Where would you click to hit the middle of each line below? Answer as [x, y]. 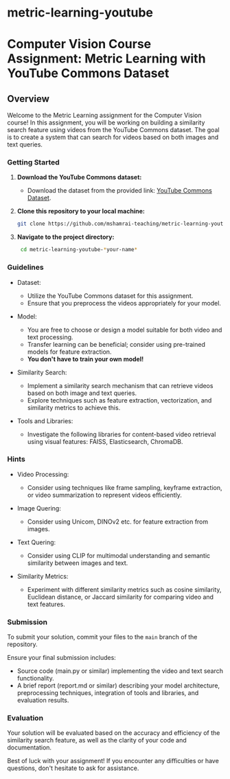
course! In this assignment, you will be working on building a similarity [106, 122]
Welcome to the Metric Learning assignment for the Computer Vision [104, 116]
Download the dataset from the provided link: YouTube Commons [120, 191]
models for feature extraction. [69, 352]
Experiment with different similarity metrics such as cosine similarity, [124, 589]
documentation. [30, 747]
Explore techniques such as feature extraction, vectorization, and [119, 400]
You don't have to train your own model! [85, 359]
